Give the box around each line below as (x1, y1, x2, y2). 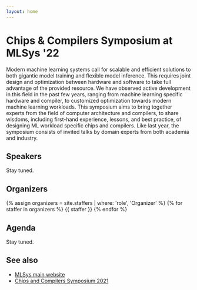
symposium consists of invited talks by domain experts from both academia (6, 128, 189, 135)
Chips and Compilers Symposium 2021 (14, 277, 109, 284)
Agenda (6, 222, 36, 232)
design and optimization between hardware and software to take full (6, 78, 172, 85)
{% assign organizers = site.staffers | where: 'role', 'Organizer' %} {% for (6, 200, 183, 207)
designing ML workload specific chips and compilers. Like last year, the (6, 122, 179, 129)
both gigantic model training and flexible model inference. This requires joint (6, 72, 191, 79)
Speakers (6, 151, 42, 161)
